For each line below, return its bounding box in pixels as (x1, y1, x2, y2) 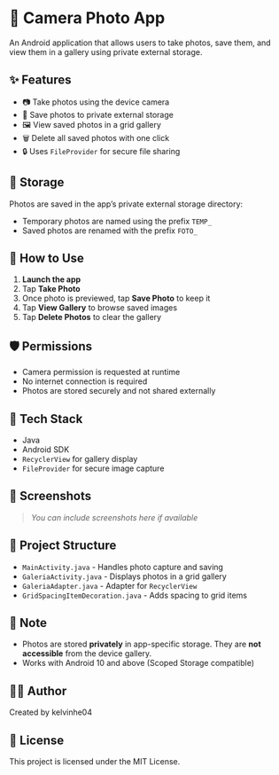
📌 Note (9, 615, 47, 630)
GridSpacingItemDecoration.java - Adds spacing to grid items (21, 590, 248, 600)
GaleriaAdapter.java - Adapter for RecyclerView (21, 580, 198, 591)
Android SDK (21, 444, 70, 455)
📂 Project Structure (9, 538, 117, 553)
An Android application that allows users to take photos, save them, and (9, 37, 272, 48)
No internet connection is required (21, 376, 148, 387)
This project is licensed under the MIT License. (9, 756, 181, 767)
